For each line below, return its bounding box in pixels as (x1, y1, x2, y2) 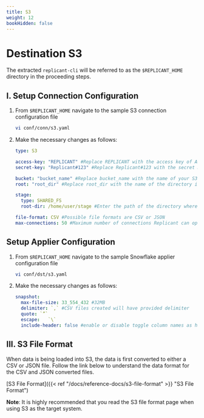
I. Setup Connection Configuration (6, 91, 139, 101)
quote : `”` (21, 311, 49, 317)
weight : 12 (6, 15, 34, 21)
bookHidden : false (6, 20, 53, 26)
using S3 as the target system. (6, 405, 83, 412)
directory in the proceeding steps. (6, 73, 91, 80)
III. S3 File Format (6, 339, 73, 350)
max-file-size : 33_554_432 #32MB (21, 299, 106, 306)
